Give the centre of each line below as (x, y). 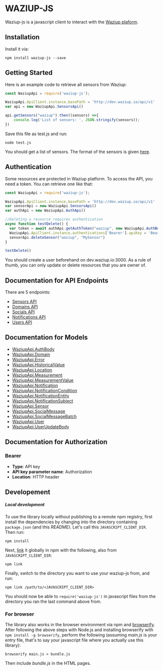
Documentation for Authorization (56, 442)
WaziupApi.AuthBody (33, 349)
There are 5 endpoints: (28, 292)
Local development (25, 504)
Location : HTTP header (36, 477)
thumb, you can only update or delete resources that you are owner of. (76, 265)
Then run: (15, 532)
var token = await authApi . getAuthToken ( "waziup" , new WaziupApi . (78, 228)
